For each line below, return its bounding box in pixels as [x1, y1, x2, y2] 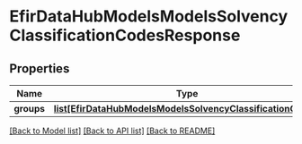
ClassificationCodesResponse [9, 25, 241, 46]
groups [13, 103, 46, 114]
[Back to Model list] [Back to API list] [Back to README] [9, 125, 216, 136]
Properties [9, 61, 70, 76]
